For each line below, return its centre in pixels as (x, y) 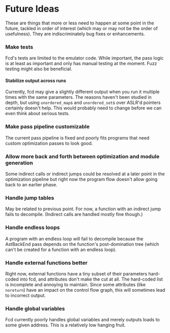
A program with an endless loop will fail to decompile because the (74, 239)
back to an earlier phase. (31, 185)
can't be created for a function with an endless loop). (61, 249)
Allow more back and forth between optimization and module (82, 156)
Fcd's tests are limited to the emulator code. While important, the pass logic (84, 58)
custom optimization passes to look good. (49, 143)
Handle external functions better (47, 263)
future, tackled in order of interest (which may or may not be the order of (81, 28)
